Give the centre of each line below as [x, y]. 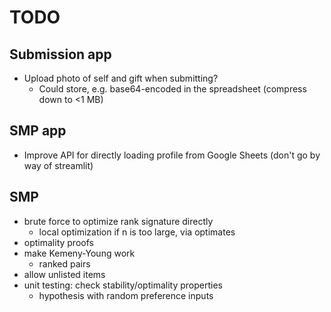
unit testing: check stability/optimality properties [123, 285]
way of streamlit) [58, 165]
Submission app [60, 54]
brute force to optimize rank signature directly [118, 221]
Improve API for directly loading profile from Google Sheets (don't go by [172, 155]
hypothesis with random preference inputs [126, 295]
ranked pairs [64, 263]
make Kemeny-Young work [79, 253]
